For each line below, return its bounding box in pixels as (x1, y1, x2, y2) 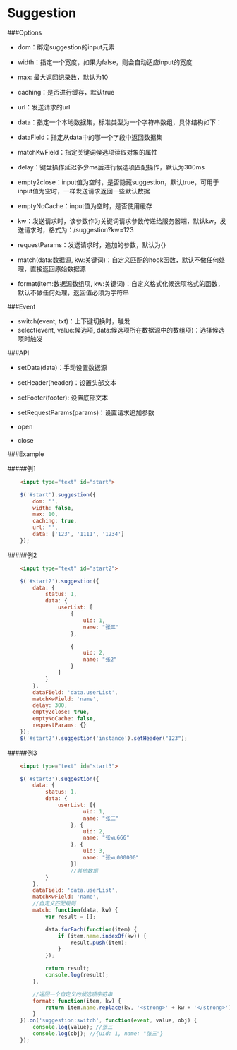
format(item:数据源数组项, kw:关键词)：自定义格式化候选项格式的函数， (17, 279, 224, 287)
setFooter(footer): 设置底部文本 (17, 393, 108, 402)
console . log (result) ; (44, 972, 109, 979)
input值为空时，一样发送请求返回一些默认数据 (17, 186, 150, 195)
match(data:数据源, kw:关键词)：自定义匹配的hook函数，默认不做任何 (17, 256, 219, 264)
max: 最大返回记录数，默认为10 (17, 73, 109, 81)
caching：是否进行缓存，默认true (17, 88, 115, 96)
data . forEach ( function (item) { (44, 926, 138, 933)
